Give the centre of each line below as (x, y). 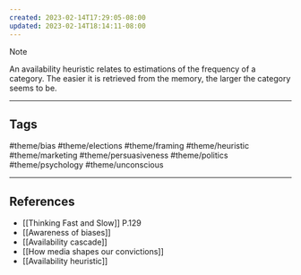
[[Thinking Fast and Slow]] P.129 (82, 223)
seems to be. (33, 88)
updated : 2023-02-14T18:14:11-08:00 (77, 26)
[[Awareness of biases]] (66, 233)
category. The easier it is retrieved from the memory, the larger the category (150, 78)
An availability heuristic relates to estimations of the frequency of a (133, 69)
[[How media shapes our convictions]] (93, 252)
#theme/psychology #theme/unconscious (86, 165)
